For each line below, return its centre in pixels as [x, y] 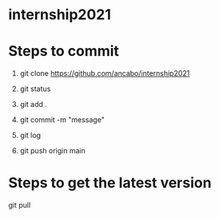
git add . [34, 105]
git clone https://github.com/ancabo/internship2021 [105, 73]
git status [35, 89]
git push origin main [52, 151]
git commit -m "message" [62, 120]
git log [30, 135]
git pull [20, 205]
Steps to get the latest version [110, 183]
